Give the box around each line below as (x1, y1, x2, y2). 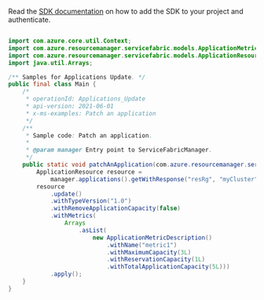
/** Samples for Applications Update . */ (8, 73, 146, 81)
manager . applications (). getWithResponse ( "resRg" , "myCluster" (49, 175, 258, 183)
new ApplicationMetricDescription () (92, 233, 213, 242)
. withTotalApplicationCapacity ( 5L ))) (106, 263, 230, 271)
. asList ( (78, 226, 108, 234)
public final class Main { (8, 80, 97, 89)
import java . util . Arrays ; (8, 59, 93, 67)
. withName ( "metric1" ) (106, 241, 178, 249)
